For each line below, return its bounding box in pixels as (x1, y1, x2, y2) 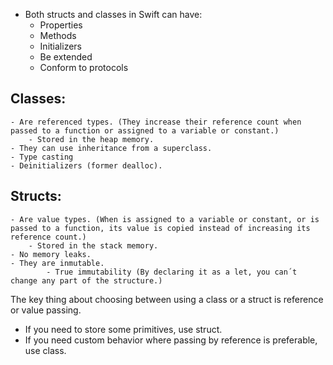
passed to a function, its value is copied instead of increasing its (10, 223, 311, 233)
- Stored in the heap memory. (28, 134, 155, 144)
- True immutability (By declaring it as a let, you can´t (46, 267, 298, 277)
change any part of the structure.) (10, 275, 163, 286)
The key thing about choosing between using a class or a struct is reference (10, 293, 324, 305)
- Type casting (10, 152, 74, 162)
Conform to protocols (39, 62, 129, 73)
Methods (39, 30, 77, 41)
